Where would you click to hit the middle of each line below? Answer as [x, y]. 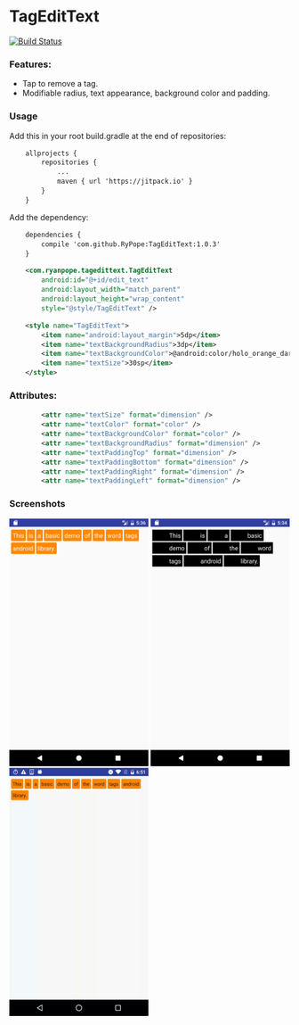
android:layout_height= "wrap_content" [113, 299]
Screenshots [37, 504]
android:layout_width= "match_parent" [111, 290]
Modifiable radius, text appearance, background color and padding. [146, 93]
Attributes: [33, 395]
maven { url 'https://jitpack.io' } [125, 182]
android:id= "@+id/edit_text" [95, 280]
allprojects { [51, 153]
